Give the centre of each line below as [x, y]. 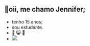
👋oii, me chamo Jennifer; [45, 9]
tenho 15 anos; [27, 21]
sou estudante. [27, 27]
